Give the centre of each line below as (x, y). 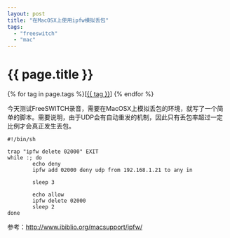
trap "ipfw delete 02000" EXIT (53, 152)
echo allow (48, 195)
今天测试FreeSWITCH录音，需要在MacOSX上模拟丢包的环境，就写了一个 (112, 109)
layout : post (26, 14)
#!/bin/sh (22, 140)
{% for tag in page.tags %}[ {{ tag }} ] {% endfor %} (81, 94)
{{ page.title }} (50, 75)
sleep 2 (43, 207)
